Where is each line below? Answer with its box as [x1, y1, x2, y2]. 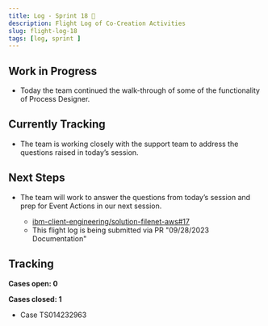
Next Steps [8, 171, 65, 185]
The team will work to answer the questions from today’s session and [19, 192, 251, 202]
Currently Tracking [8, 118, 107, 132]
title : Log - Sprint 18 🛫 [8, 11, 95, 20]
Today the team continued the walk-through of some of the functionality [19, 86, 261, 95]
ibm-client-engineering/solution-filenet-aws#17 [31, 216, 190, 226]
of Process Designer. [19, 94, 90, 104]
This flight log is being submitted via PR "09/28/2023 [31, 225, 210, 235]
